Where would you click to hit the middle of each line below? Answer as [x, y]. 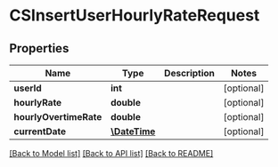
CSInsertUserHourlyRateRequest [135, 16]
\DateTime [133, 131]
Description [190, 73]
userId [28, 88]
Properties [39, 48]
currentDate [40, 131]
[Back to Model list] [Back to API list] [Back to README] [111, 153]
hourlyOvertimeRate [58, 117]
